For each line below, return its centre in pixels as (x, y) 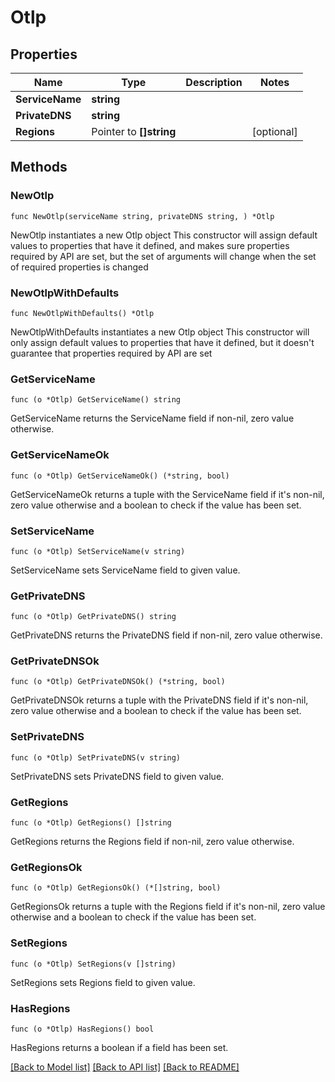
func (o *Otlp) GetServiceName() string (96, 400)
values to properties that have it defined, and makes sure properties (150, 245)
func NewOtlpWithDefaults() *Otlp (82, 313)
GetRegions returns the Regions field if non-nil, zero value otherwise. (152, 842)
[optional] (274, 131)
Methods (39, 167)
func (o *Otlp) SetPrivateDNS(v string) (96, 757)
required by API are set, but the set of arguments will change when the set (163, 256)
